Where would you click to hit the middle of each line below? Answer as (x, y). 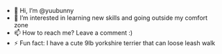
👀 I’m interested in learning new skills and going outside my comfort (111, 18)
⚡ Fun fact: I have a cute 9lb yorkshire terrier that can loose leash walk (114, 43)
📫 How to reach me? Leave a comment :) (73, 33)
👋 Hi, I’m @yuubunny (44, 11)
